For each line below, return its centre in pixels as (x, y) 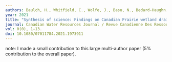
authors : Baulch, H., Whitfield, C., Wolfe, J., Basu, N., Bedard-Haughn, (87, 10)
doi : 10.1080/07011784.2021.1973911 (44, 34)
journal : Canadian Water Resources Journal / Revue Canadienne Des (79, 24)
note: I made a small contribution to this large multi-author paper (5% (78, 48)
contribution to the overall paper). (41, 54)
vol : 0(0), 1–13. (24, 29)
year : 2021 (17, 15)
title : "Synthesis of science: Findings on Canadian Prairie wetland (81, 19)
